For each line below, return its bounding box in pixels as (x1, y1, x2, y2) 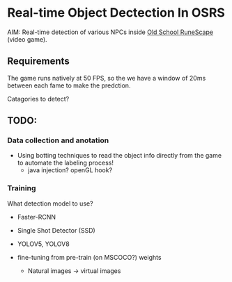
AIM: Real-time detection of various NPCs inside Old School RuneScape (7, 28, 214, 36)
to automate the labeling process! (17, 158, 114, 167)
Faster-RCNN (17, 213, 56, 221)
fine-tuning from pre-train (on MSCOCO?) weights (17, 253, 162, 261)
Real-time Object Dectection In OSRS (7, 5, 225, 21)
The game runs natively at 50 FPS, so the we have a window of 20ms (7, 74, 206, 82)
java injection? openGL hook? (27, 166, 113, 174)
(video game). (7, 35, 47, 43)
